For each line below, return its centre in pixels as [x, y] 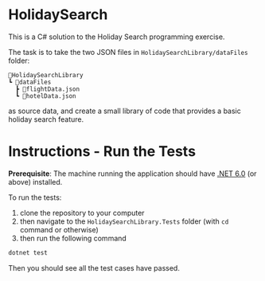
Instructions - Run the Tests [102, 152]
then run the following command [73, 238]
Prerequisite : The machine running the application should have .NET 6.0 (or [132, 174]
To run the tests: [35, 197]
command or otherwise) [59, 229]
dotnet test [28, 252]
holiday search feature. [46, 119]
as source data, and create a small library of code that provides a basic [125, 111]
